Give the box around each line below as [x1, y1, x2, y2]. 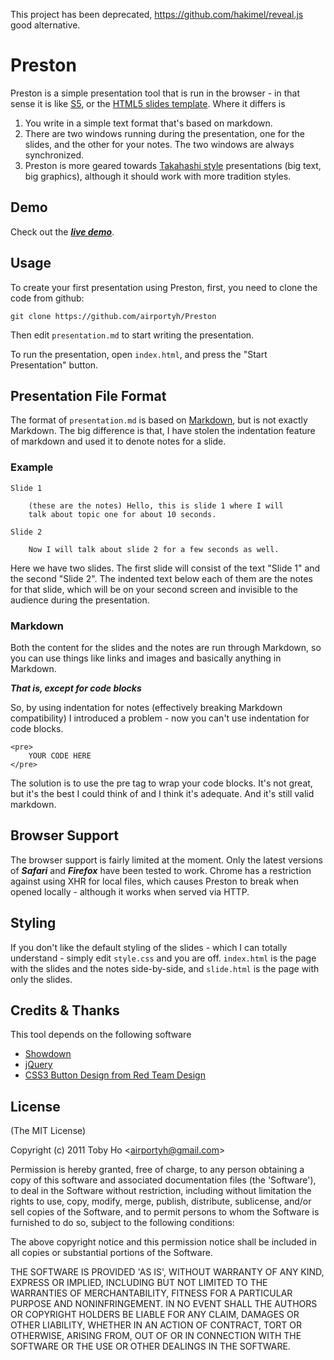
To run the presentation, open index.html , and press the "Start [10, 348, 268, 360]
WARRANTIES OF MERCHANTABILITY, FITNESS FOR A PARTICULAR [10, 1287, 293, 1299]
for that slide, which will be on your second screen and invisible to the [10, 583, 298, 595]
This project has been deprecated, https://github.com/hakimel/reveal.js [10, 9, 304, 20]
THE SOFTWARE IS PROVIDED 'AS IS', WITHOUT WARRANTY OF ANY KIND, [10, 1266, 325, 1278]
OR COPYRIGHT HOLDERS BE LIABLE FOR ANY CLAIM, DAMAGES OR [10, 1309, 300, 1321]
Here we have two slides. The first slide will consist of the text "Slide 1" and [10, 562, 321, 574]
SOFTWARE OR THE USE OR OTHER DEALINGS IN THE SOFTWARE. [10, 1340, 291, 1353]
